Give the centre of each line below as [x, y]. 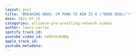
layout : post [18, 9]
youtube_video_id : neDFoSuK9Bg [37, 37]
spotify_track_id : [24, 32]
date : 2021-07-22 [23, 19]
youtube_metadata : [24, 46]
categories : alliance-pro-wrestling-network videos [59, 23]
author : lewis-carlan [27, 28]
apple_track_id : [22, 41]
